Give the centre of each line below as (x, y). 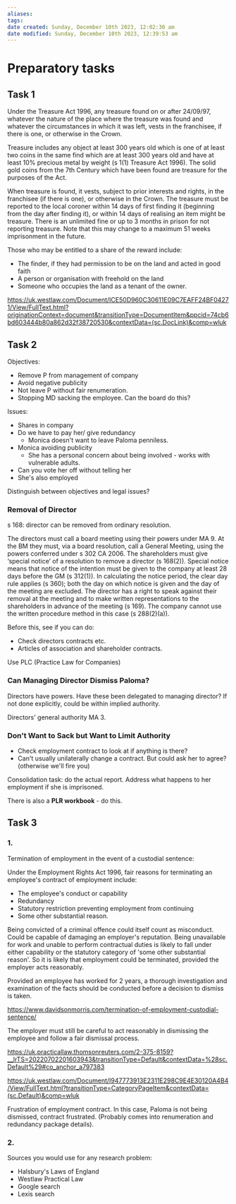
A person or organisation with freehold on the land (91, 279)
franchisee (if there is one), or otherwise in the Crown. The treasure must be (118, 199)
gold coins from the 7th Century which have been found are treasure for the (117, 170)
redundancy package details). (50, 1124)
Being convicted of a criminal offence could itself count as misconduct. (111, 929)
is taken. (20, 996)
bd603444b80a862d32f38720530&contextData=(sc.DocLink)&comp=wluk (117, 323)
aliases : (20, 14)
